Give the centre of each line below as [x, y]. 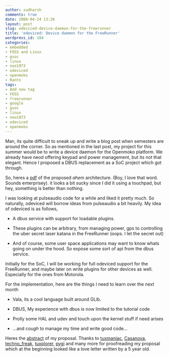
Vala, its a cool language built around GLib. [57, 299]
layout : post [19, 24]
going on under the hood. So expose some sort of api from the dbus [83, 248]
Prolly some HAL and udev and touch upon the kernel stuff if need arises [88, 319]
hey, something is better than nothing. [45, 188]
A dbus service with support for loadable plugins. [63, 218]
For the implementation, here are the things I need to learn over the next [80, 284]
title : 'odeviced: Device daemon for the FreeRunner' [63, 33]
